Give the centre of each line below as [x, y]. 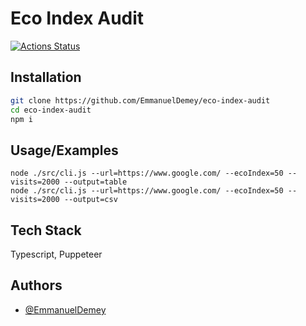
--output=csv [90, 200]
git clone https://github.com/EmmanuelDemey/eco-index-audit [140, 100]
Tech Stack [46, 230]
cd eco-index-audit [51, 110]
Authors [36, 285]
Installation [46, 77]
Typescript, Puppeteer [56, 254]
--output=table [95, 182]
